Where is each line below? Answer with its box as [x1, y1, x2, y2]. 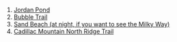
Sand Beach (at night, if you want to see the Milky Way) [13, 20, 170, 28]
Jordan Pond [13, 6, 50, 14]
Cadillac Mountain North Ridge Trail [13, 27, 114, 35]
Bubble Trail [13, 13, 48, 21]
